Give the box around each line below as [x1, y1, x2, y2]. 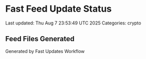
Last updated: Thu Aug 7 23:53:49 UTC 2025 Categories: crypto [5, 20, 141, 26]
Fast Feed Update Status [5, 3, 112, 15]
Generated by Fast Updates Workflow [5, 48, 85, 54]
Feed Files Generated [5, 35, 75, 43]
